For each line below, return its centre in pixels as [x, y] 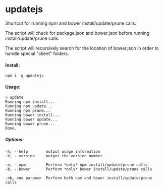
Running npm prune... [28, 111]
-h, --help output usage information [53, 152]
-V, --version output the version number [54, 156]
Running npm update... [29, 106]
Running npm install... [30, 102]
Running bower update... [31, 119]
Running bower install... [32, 115]
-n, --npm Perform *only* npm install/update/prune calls [76, 165]
